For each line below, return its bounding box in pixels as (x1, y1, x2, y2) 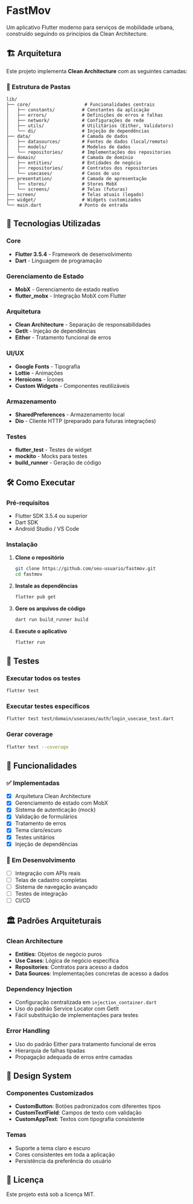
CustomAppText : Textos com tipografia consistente (14, 1116, 145, 1123)
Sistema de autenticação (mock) (14, 806, 96, 814)
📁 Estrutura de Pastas (6, 82, 71, 91)
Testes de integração (14, 890, 68, 897)
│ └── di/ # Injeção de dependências (6, 128, 150, 134)
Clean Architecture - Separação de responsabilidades (14, 321, 151, 329)
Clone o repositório (14, 554, 65, 561)
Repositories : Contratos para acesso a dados (14, 963, 128, 970)
